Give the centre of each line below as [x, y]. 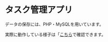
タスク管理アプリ [39, 10]
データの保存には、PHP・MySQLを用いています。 [54, 24]
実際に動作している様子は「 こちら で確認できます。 [55, 34]
